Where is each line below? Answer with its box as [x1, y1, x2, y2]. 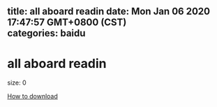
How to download [7, 92, 58, 101]
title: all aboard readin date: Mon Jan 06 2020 [7, 6, 211, 17]
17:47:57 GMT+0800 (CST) [7, 17, 127, 29]
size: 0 [7, 78, 27, 87]
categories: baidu [7, 27, 86, 39]
